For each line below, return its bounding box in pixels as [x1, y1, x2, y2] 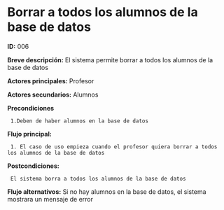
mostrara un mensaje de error [7, 195, 93, 203]
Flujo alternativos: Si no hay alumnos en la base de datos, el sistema [7, 187, 206, 196]
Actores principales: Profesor [7, 76, 94, 85]
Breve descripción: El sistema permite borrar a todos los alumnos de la [7, 55, 213, 64]
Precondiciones [7, 104, 55, 112]
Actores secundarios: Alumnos [7, 90, 99, 99]
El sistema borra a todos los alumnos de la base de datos [10, 175, 187, 182]
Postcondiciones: [7, 162, 59, 170]
